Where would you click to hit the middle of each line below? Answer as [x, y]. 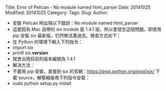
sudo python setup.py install [42, 83]
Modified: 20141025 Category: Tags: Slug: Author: [57, 13]
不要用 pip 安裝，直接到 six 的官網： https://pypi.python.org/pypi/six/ [83, 71]
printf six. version [30, 53]
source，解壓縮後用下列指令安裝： [54, 78]
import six [23, 48]
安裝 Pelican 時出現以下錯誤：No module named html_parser [75, 23]
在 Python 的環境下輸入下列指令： [48, 42]
